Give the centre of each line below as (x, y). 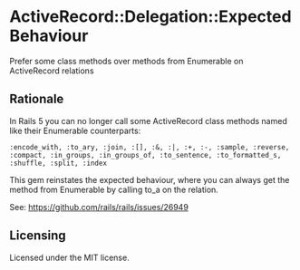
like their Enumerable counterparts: (75, 130)
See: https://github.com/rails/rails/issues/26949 (99, 207)
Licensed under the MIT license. (69, 257)
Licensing (38, 236)
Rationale (37, 99)
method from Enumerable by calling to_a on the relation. (114, 189)
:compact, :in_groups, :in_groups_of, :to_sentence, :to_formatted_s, (145, 155)
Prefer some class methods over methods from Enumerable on (126, 61)
